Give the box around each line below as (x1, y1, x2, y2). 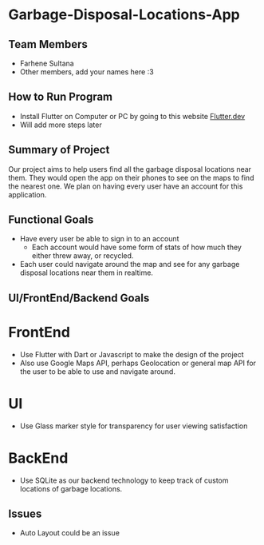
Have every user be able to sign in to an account (19, 234, 179, 244)
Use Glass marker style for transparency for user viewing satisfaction (19, 421, 248, 431)
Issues (8, 507, 42, 521)
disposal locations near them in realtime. (19, 268, 154, 277)
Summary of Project (8, 143, 110, 157)
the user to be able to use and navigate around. (19, 366, 175, 376)
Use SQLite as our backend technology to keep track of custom (19, 475, 229, 485)
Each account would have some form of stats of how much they (31, 242, 242, 253)
